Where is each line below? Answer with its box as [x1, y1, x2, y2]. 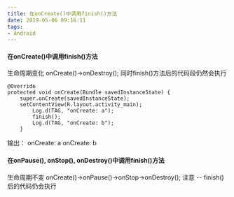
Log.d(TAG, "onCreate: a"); [32, 108, 114, 115]
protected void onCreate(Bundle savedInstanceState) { [7, 89, 171, 96]
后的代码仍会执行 [7, 182, 57, 190]
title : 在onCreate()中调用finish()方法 [7, 10, 118, 17]
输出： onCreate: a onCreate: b [7, 139, 97, 147]
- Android [7, 29, 36, 37]
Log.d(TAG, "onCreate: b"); [32, 119, 114, 126]
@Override [7, 83, 36, 90]
